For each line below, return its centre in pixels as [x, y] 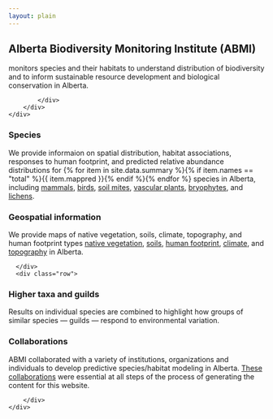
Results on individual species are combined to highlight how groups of [126, 312]
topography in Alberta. [46, 252]
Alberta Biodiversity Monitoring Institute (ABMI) [132, 49]
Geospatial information [55, 217]
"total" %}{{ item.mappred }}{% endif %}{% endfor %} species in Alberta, [132, 179]
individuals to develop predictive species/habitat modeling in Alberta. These [135, 368]
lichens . [22, 196]
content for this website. [49, 385]
